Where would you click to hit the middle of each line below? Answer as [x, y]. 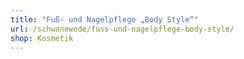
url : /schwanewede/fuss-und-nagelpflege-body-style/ [122, 29]
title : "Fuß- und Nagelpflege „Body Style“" [104, 19]
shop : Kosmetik [42, 38]
